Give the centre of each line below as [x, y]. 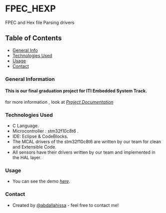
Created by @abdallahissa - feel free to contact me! [65, 205]
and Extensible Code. [34, 147]
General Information [30, 79]
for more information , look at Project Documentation [59, 102]
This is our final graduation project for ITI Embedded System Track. [76, 91]
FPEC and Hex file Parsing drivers [40, 22]
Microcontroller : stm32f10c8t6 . [45, 131]
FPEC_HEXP [31, 9]
